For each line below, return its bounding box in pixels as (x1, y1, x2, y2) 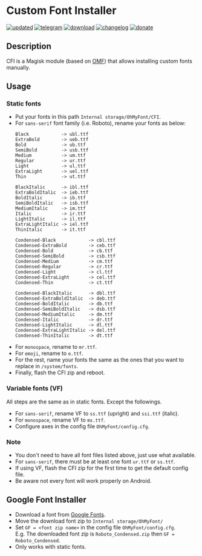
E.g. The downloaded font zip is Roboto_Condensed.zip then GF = (15, 530, 175, 537)
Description (6, 41, 51, 51)
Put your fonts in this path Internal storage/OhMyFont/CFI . (15, 113, 161, 121)
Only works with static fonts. (15, 543, 86, 550)
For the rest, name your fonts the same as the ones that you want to (15, 356, 184, 363)
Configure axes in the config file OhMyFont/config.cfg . (15, 422, 150, 430)
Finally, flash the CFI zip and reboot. (15, 369, 105, 376)
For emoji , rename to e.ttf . (15, 349, 83, 357)
